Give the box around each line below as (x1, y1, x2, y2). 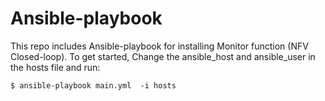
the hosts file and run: (10, 61, 101, 73)
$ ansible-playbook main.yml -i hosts (10, 80, 177, 91)
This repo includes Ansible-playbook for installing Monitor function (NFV (10, 40, 309, 52)
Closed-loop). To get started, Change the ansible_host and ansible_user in (10, 50, 316, 62)
